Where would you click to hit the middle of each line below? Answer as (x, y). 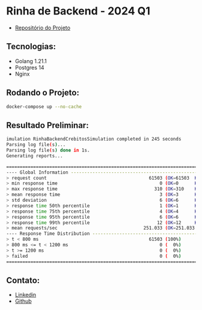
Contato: (23, 280)
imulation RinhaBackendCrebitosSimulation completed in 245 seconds (94, 139)
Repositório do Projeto (43, 28)
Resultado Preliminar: (47, 125)
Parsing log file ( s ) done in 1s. (48, 150)
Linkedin (26, 295)
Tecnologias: (31, 47)
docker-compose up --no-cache (44, 106)
